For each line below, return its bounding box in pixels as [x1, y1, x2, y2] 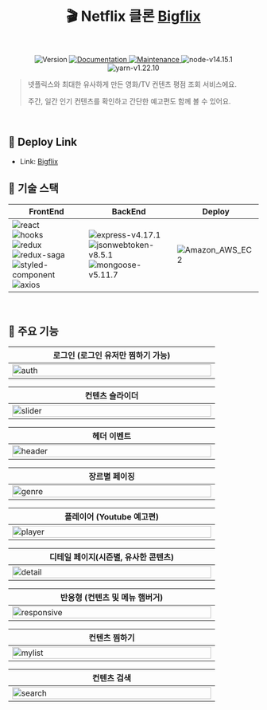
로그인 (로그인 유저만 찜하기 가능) [52, 350, 171, 361]
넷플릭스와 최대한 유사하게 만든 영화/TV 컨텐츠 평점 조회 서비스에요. [27, 79, 237, 88]
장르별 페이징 [88, 471, 135, 482]
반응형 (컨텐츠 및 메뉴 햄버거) [60, 592, 164, 603]
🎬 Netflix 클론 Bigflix [66, 7, 201, 25]
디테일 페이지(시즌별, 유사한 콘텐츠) [48, 551, 175, 563]
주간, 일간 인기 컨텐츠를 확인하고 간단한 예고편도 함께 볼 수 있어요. [27, 96, 231, 106]
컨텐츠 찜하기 [88, 633, 135, 644]
